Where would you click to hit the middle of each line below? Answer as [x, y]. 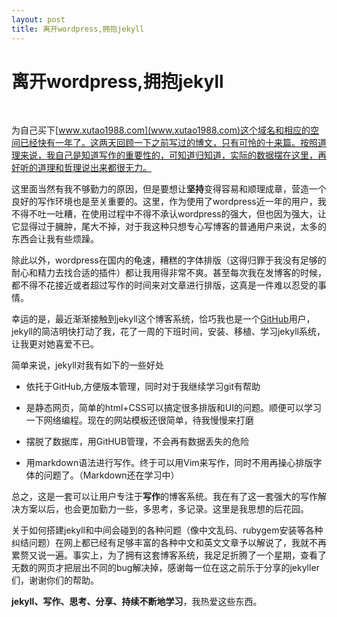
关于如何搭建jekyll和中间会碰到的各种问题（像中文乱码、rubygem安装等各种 [167, 530]
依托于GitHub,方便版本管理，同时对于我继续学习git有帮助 [143, 387]
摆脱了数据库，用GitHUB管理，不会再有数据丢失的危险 [137, 442]
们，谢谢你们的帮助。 [55, 580]
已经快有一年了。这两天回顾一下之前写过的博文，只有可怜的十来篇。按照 [168, 143]
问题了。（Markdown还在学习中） [111, 475]
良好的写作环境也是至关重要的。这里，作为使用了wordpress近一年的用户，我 [169, 202]
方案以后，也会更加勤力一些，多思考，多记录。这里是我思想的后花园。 [164, 509]
